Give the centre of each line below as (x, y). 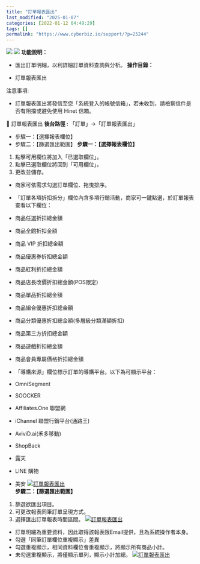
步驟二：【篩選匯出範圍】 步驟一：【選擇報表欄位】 (76, 144)
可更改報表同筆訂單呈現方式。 (52, 512)
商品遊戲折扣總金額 (39, 346)
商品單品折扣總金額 (39, 295)
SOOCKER (28, 396)
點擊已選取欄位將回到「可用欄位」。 (58, 165)
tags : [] (17, 29)
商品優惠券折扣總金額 (41, 256)
